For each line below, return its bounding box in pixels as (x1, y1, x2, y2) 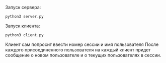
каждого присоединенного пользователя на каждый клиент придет (5, 47, 151, 52)
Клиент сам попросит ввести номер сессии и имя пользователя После (5, 41, 159, 47)
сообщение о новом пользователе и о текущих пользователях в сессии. (5, 52, 161, 58)
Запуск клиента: (5, 23, 40, 29)
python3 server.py (5, 14, 44, 19)
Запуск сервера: (5, 5, 41, 10)
